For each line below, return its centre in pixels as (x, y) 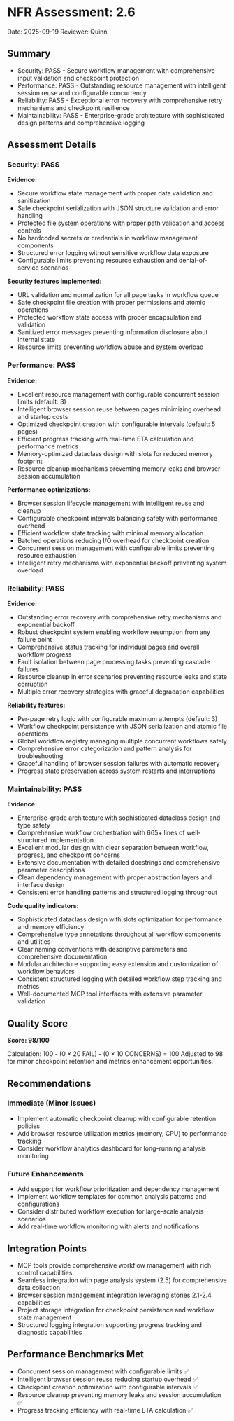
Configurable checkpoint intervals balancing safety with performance (117, 518)
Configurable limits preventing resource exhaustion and (97, 261)
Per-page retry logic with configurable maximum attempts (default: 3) (117, 719)
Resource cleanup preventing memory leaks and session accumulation (119, 1394)
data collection (39, 1287)
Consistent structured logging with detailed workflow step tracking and (119, 979)
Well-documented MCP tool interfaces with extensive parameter (110, 994)
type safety (34, 825)
